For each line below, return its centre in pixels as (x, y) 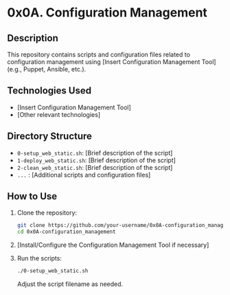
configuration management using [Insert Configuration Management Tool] (112, 62)
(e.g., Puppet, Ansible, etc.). (47, 69)
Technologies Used (49, 91)
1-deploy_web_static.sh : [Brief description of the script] (96, 160)
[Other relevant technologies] (59, 114)
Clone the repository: (47, 213)
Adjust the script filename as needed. (70, 284)
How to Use (32, 196)
